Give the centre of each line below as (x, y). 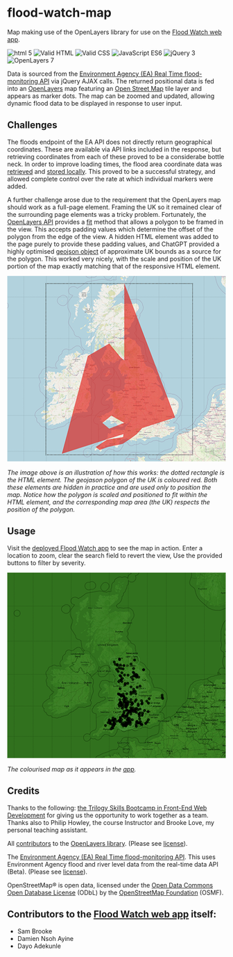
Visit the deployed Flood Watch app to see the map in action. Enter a (105, 548)
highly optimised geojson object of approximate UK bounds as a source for (114, 251)
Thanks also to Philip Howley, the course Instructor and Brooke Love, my (111, 822)
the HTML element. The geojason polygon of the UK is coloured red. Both (112, 480)
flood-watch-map (60, 13)
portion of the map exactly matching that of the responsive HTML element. (114, 266)
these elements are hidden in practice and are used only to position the (109, 487)
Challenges (32, 125)
